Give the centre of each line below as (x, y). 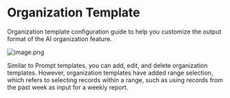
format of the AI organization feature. (59, 38)
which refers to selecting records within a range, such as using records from (115, 79)
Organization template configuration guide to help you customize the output (114, 32)
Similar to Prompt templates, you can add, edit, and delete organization (107, 65)
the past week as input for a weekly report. (68, 87)
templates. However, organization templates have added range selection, (110, 73)
